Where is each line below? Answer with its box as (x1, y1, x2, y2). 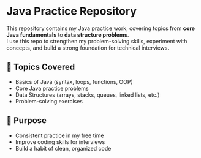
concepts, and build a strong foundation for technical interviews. (6, 44, 170, 51)
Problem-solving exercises (15, 97, 83, 105)
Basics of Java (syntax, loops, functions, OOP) (15, 78, 133, 85)
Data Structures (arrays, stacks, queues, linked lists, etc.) (15, 91, 160, 99)
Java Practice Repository (6, 4, 137, 18)
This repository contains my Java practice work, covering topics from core (6, 24, 195, 32)
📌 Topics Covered (6, 62, 75, 72)
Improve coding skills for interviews (15, 138, 105, 145)
